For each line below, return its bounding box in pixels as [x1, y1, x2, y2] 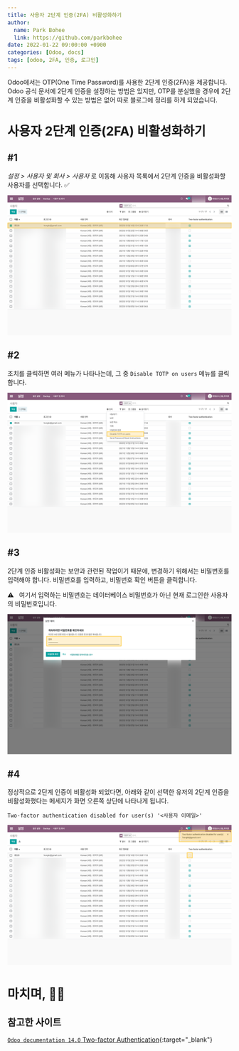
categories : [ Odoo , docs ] [7, 49, 84, 56]
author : [7, 19, 31, 26]
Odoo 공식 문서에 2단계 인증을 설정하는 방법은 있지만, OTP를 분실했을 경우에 [7, 86, 220, 95]
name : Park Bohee [14, 26, 65, 33]
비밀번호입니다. [14, 599, 58, 608]
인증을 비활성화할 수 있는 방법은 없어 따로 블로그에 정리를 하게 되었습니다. [14, 95, 218, 104]
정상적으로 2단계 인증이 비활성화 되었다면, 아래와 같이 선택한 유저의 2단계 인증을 [7, 788, 230, 796]
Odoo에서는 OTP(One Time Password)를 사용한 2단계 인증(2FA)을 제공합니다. [7, 78, 228, 86]
